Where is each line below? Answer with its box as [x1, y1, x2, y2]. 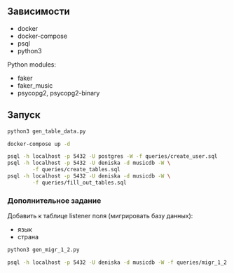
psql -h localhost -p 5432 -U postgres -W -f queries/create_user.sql [7, 153, 218, 160]
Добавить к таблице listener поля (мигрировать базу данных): [7, 212, 193, 220]
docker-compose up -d [7, 140, 71, 147]
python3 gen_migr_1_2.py [7, 246, 80, 253]
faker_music [17, 81, 53, 90]
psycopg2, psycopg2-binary [17, 88, 100, 97]
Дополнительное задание [7, 196, 102, 206]
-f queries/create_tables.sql [32, 166, 121, 173]
